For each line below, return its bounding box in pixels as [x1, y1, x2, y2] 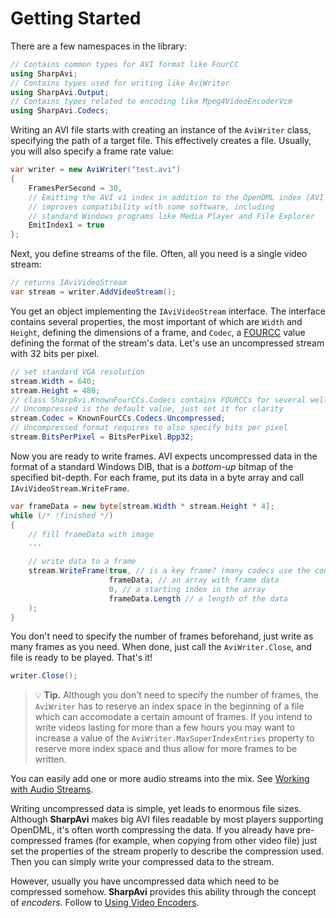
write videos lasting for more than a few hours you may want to [34, 722, 296, 734]
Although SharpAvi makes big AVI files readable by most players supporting [10, 813, 324, 826]
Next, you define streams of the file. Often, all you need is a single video [10, 248, 308, 260]
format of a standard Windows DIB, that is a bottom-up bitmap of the [10, 460, 294, 472]
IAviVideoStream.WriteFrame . [10, 482, 130, 494]
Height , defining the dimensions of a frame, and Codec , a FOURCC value [10, 326, 306, 338]
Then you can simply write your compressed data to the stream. [10, 856, 275, 868]
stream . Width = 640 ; [10, 376, 97, 386]
